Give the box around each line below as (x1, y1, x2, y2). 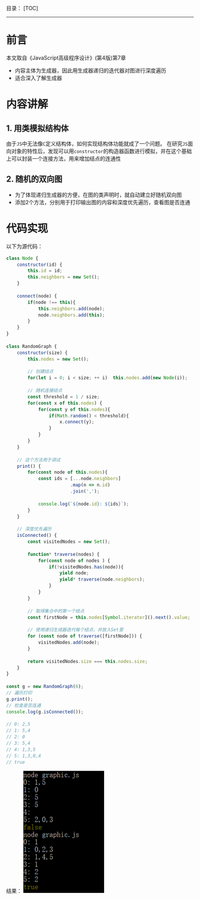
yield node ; (59, 570, 89, 576)
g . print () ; (6, 696, 33, 702)
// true (6, 759, 26, 765)
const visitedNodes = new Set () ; (27, 539, 111, 545)
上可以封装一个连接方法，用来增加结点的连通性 (6, 155, 121, 162)
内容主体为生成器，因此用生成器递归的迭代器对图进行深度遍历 (14, 67, 167, 74)
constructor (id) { (17, 262, 62, 268)
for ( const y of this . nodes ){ (37, 406, 111, 413)
